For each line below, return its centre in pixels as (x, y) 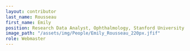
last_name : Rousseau (31, 17)
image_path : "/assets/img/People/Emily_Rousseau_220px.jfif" (83, 33)
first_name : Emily (28, 22)
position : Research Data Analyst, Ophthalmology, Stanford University (95, 28)
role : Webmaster (26, 39)
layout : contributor (31, 11)
